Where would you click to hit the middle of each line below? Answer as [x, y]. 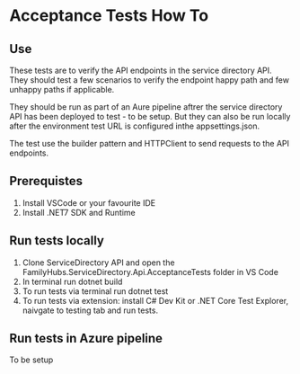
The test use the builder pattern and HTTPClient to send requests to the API [150, 143]
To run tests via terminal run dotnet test [95, 291]
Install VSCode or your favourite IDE [88, 202]
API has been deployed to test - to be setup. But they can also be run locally [150, 116]
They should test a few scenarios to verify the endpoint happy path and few [150, 80]
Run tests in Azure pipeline [86, 338]
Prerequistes [46, 181]
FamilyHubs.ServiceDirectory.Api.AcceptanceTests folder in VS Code [150, 272]
